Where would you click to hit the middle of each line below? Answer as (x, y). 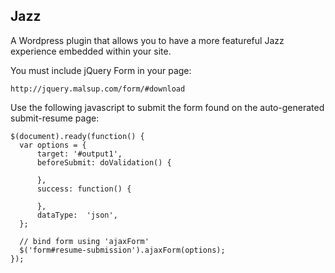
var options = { (53, 145)
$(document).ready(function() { (77, 136)
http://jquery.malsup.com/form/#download (98, 89)
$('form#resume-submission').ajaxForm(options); (122, 250)
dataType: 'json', (77, 215)
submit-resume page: (55, 118)
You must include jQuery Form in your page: (101, 70)
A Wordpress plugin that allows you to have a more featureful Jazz (147, 40)
